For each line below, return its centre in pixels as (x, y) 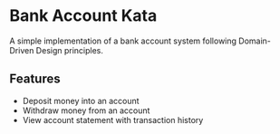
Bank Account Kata (83, 16)
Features (35, 79)
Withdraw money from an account (86, 110)
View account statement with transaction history (113, 120)
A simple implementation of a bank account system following (123, 41)
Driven (22, 50)
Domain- (255, 41)
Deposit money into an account (81, 100)
